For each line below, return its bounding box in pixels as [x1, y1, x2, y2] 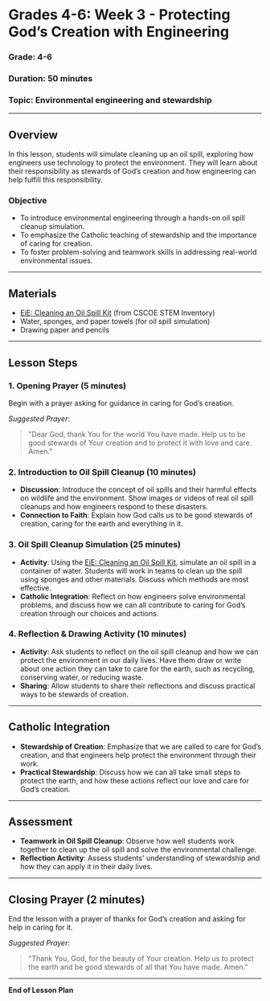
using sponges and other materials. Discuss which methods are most [19, 574, 249, 584]
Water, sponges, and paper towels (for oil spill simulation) [19, 317, 211, 326]
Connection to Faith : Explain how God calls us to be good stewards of [19, 510, 253, 520]
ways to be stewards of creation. [19, 689, 129, 699]
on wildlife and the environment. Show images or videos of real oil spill [19, 493, 254, 503]
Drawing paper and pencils [19, 325, 110, 335]
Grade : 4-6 [8, 51, 52, 63]
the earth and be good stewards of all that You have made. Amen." [27, 962, 248, 972]
